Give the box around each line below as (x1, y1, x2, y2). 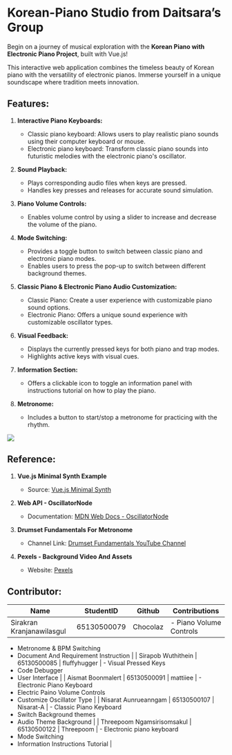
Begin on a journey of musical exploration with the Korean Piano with (7, 42, 205, 51)
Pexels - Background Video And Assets (17, 552, 133, 561)
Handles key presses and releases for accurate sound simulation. (27, 185, 214, 194)
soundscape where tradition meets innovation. (7, 78, 139, 86)
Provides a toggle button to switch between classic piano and (27, 247, 203, 255)
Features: (7, 98, 50, 110)
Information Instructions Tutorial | (17, 740, 113, 748)
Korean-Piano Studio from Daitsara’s (7, 5, 222, 21)
